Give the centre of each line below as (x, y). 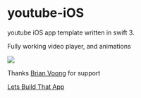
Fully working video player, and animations (69, 46)
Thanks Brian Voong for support (54, 73)
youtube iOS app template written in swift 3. (71, 32)
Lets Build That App (36, 87)
